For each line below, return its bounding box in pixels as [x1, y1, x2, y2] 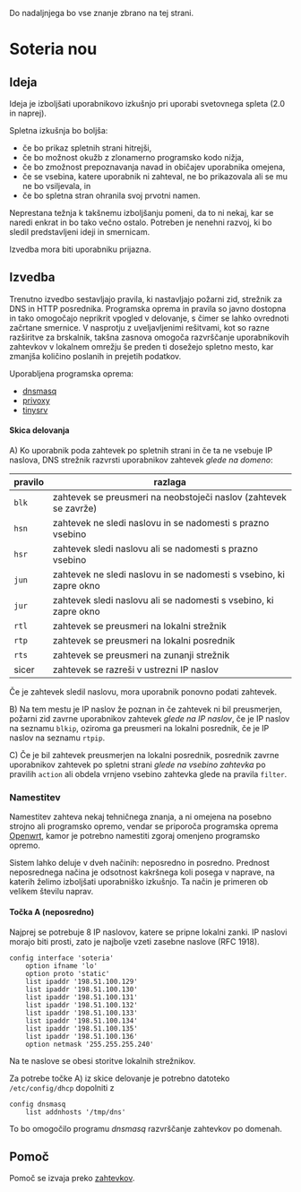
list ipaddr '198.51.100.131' [25, 992, 139, 1002]
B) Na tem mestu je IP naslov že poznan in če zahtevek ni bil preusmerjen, [9, 704, 282, 715]
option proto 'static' [25, 969, 110, 978]
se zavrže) [52, 502, 98, 514]
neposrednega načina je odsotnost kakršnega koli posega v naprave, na [9, 867, 275, 877]
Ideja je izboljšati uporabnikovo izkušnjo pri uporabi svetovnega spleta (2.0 [9, 99, 285, 108]
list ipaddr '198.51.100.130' [25, 985, 139, 994]
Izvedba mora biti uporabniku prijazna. [9, 244, 151, 255]
